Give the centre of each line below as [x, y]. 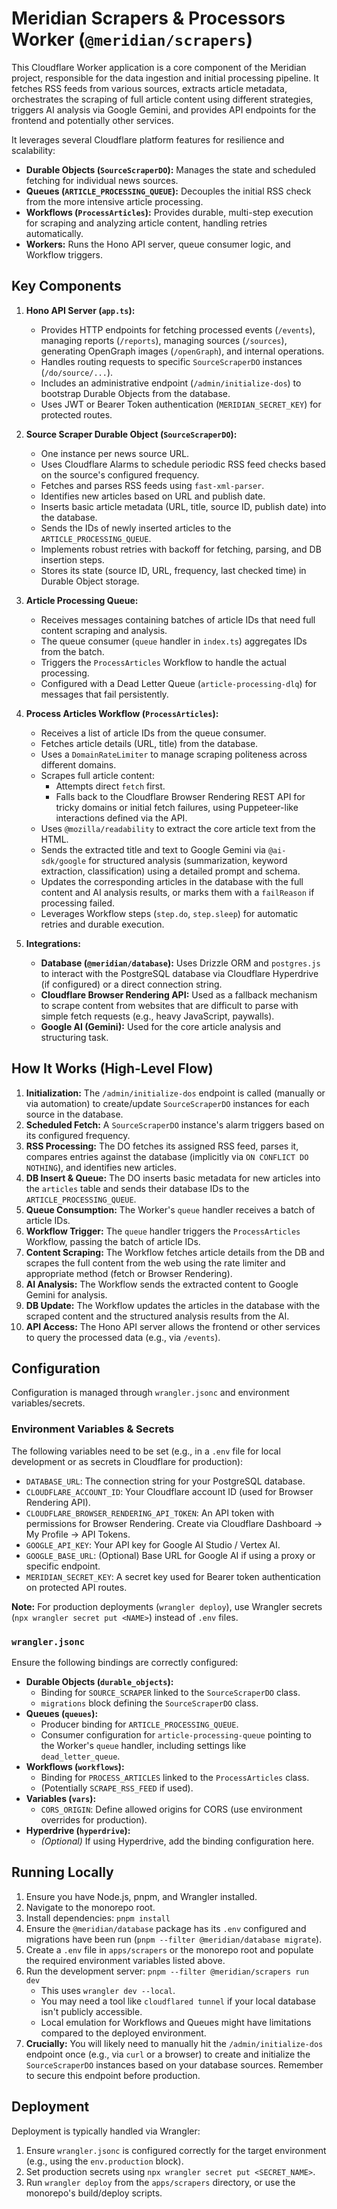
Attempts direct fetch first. [110, 786]
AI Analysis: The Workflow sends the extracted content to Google [162, 1284]
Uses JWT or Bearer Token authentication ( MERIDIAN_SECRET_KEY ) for [181, 404]
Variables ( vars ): [61, 1798]
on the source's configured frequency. [120, 474]
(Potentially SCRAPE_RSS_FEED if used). [117, 1788]
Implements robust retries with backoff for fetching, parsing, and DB [181, 549]
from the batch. [72, 651]
